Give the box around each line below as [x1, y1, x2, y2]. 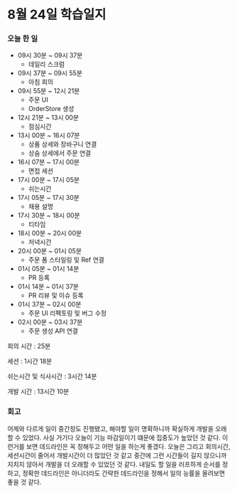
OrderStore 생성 [28, 105, 75, 113]
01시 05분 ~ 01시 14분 [17, 265, 79, 273]
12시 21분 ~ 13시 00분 [17, 113, 79, 122]
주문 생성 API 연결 [28, 327, 79, 335]
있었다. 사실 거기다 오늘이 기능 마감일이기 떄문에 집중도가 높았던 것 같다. [22, 433, 221, 442]
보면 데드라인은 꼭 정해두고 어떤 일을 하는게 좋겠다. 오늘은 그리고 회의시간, [26, 442, 231, 450]
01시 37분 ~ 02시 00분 [17, 300, 82, 309]
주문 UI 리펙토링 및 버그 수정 [28, 309, 107, 317]
